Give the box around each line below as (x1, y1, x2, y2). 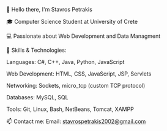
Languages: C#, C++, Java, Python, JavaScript (6, 58, 125, 65)
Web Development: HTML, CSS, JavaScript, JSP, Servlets (6, 70, 152, 77)
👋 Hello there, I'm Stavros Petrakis (6, 6, 93, 13)
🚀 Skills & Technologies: (6, 46, 67, 54)
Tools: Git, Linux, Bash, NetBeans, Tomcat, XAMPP (6, 105, 135, 113)
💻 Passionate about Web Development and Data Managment (6, 32, 161, 40)
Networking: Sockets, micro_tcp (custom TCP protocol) (6, 82, 146, 89)
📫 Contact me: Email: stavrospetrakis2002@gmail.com (6, 118, 146, 125)
